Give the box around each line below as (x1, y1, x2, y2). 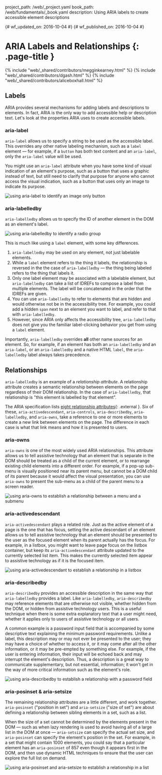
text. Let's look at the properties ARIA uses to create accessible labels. (5, 115, 146, 121)
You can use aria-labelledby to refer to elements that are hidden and (12, 296, 151, 302)
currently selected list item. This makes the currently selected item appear (5, 552, 153, 558)
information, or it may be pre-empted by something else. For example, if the (5, 646, 156, 652)
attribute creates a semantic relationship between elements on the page (5, 384, 148, 390)
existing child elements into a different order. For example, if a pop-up (5, 463, 144, 469)
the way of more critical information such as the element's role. (5, 667, 131, 672)
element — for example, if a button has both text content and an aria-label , (5, 148, 157, 155)
